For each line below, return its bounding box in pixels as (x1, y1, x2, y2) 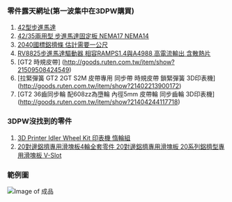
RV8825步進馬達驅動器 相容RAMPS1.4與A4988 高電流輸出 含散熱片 (17, 49, 211, 58)
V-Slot (43, 151, 62, 159)
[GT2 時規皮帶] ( (17, 58, 65, 67)
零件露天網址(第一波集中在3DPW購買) (7, 6, 134, 15)
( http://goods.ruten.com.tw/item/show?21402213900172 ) (17, 82, 182, 90)
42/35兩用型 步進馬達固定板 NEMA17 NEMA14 (17, 32, 150, 40)
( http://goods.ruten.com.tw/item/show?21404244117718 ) (17, 98, 180, 106)
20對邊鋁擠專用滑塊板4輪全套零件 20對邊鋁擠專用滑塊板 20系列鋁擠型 (17, 142, 219, 151)
